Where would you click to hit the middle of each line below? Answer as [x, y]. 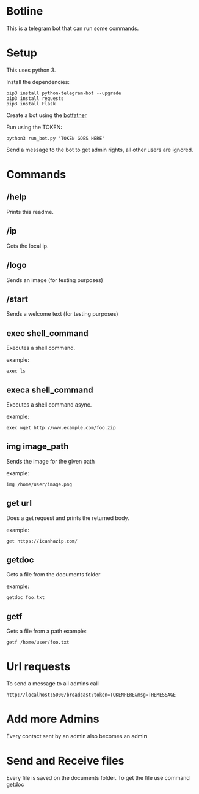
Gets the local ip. [27, 246]
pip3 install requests [35, 98]
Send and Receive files [65, 761]
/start [17, 299]
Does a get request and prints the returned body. [68, 518]
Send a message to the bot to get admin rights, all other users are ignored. [100, 150]
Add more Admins [53, 719]
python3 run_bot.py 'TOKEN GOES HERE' [56, 138]
